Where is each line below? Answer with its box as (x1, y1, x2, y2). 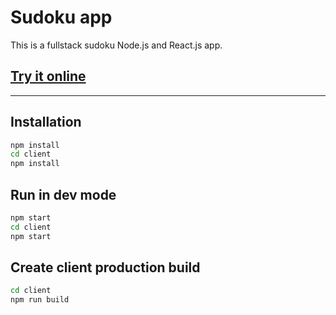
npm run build (10, 295, 70, 305)
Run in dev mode (10, 186, 117, 203)
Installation (10, 114, 82, 131)
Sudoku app (10, 6, 113, 29)
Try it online (10, 68, 87, 85)
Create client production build (10, 259, 201, 276)
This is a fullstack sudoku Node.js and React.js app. (10, 39, 223, 51)
